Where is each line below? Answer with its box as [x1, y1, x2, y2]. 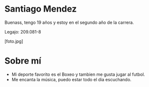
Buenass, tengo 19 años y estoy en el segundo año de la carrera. [4, 19, 134, 25]
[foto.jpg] [4, 38, 23, 44]
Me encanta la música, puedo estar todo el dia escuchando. [11, 76, 132, 82]
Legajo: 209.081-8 [4, 29, 41, 35]
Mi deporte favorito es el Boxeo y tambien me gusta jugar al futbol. [11, 71, 145, 77]
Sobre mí [4, 55, 42, 67]
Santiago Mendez [4, 3, 77, 15]
